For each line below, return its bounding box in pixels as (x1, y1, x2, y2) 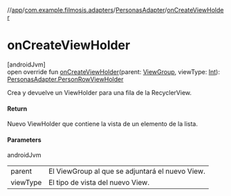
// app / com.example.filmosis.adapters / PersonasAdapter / (7, 6, 167, 14)
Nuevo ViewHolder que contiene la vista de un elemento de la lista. (7, 120, 198, 128)
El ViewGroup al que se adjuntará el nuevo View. (48, 166, 205, 176)
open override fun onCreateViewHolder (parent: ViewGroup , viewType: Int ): (7, 67, 220, 75)
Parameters (7, 135, 41, 144)
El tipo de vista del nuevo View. (48, 178, 150, 188)
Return (7, 104, 28, 113)
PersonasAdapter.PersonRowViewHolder (7, 75, 124, 83)
